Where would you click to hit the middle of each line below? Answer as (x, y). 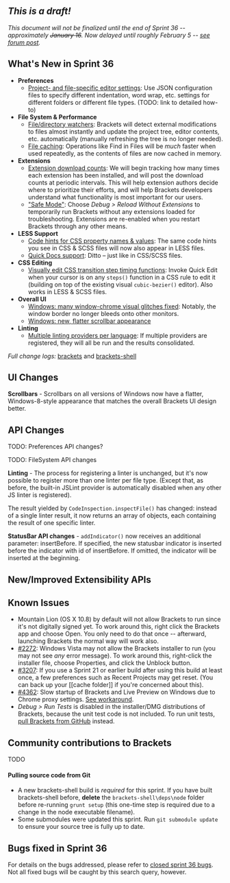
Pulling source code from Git (49, 775)
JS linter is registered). (40, 495)
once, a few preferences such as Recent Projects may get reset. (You (115, 677)
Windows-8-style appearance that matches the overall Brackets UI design (112, 401)
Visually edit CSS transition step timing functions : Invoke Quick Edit (123, 269)
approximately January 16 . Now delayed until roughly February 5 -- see (109, 35)
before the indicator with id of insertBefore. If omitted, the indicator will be (112, 551)
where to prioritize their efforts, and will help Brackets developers (120, 190)
